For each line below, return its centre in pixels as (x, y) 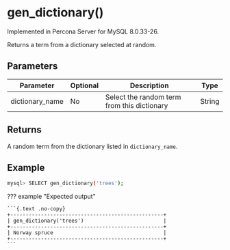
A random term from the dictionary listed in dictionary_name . (92, 146)
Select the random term (143, 97)
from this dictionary (137, 105)
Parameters (33, 66)
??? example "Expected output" (51, 197)
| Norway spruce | (87, 233)
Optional (85, 85)
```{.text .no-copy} (37, 209)
